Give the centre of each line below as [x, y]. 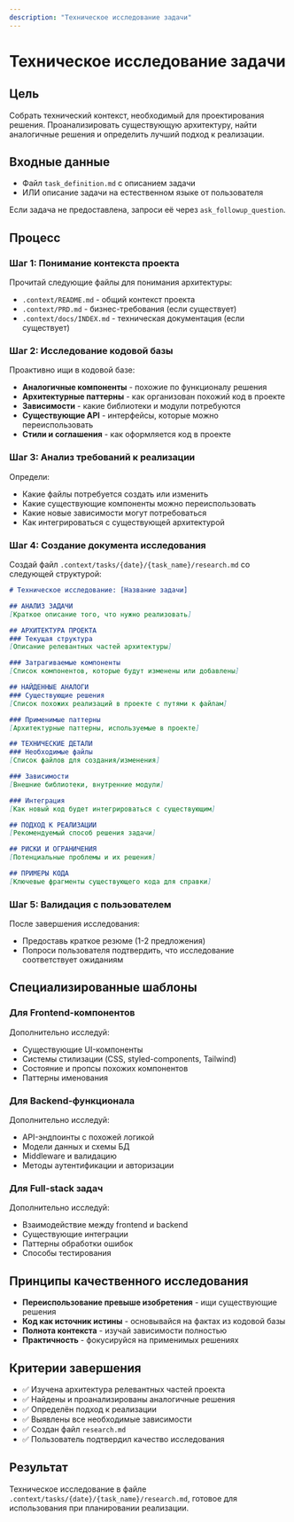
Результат [39, 1467]
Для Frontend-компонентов [72, 1013]
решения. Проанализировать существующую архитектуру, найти [133, 124]
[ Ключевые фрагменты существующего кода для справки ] [111, 882]
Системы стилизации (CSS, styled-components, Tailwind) [129, 1059]
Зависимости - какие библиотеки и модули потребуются [131, 406]
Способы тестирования [67, 1253]
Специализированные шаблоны [103, 988]
